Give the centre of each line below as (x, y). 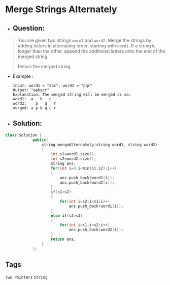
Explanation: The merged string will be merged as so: (72, 95)
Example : (23, 76)
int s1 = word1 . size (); (73, 154)
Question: (28, 28)
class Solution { (24, 135)
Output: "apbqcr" (31, 90)
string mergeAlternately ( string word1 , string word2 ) (99, 145)
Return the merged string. (45, 66)
